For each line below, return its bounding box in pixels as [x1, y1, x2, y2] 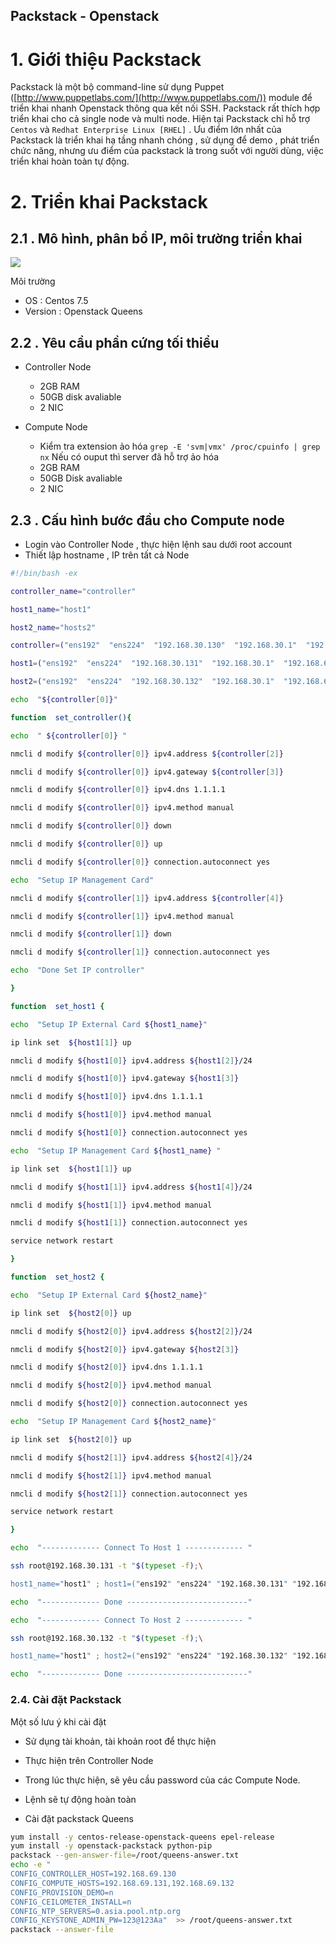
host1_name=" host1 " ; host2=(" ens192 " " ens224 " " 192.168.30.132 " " [10, 1651, 298, 1661]
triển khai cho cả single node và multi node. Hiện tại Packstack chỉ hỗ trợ [10, 113, 311, 125]
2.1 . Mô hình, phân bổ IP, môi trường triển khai [10, 230, 303, 247]
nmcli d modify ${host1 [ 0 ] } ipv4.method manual [10, 1110, 213, 1120]
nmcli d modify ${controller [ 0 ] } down [10, 821, 172, 831]
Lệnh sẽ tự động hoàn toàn [24, 1793, 137, 1805]
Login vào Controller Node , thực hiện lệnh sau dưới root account [24, 538, 293, 550]
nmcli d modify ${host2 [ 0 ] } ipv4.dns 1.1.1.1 [10, 1362, 203, 1373]
